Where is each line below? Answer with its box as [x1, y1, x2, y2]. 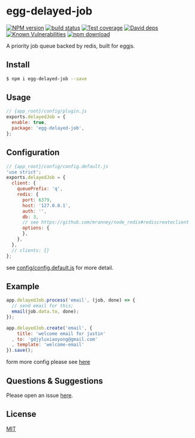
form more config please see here [6, 358, 91, 366]
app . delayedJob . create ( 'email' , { [6, 325, 93, 331]
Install [6, 60, 30, 70]
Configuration [6, 148, 60, 158]
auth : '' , [22, 208, 47, 214]
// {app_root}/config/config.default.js [6, 163, 109, 169]
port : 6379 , [22, 197, 52, 203]
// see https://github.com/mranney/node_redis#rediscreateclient [22, 219, 189, 225]
